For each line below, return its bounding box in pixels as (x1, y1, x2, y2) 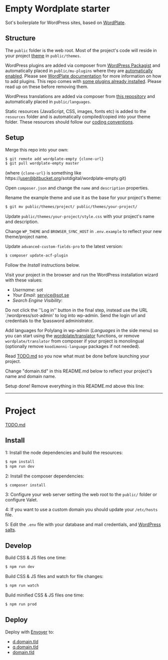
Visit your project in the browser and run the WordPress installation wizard (5, 272, 158, 278)
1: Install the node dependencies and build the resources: (5, 449, 123, 455)
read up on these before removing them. (5, 83, 88, 89)
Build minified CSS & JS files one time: (5, 592, 84, 598)
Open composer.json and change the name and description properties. (5, 185, 149, 191)
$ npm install (5, 459, 35, 464)
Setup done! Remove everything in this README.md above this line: (5, 383, 144, 389)
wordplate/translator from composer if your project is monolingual (5, 338, 144, 344)
